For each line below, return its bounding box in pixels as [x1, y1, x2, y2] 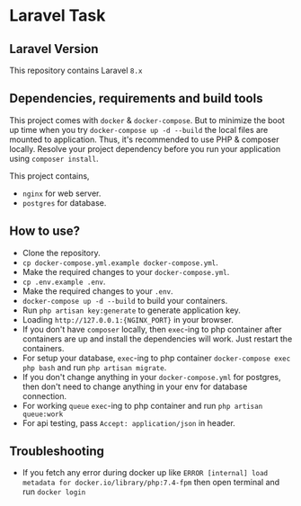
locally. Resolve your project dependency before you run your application [9, 143, 281, 154]
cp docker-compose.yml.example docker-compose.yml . [22, 257, 218, 268]
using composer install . [9, 153, 99, 164]
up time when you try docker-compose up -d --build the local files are [9, 124, 269, 135]
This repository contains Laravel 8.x [9, 65, 143, 75]
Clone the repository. [22, 247, 101, 258]
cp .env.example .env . [22, 276, 106, 287]
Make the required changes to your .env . [22, 285, 173, 297]
